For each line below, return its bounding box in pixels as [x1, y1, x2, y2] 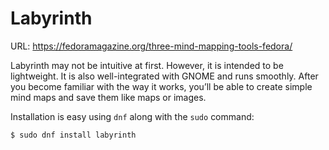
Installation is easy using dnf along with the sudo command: [10, 110, 255, 122]
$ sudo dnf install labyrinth [10, 130, 137, 140]
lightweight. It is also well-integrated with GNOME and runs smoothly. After [10, 70, 319, 82]
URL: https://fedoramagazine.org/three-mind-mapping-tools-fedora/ [10, 40, 293, 52]
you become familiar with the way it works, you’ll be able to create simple [10, 80, 313, 92]
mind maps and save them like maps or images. [10, 91, 207, 103]
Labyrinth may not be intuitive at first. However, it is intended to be [10, 59, 284, 71]
